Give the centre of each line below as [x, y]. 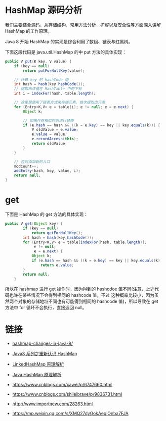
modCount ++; [26, 166]
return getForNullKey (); [57, 233]
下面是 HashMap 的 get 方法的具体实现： [47, 214]
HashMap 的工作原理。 [28, 31]
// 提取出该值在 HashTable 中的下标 [48, 89]
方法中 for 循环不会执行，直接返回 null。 [46, 308]
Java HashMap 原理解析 [37, 375]
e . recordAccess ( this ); [55, 139]
